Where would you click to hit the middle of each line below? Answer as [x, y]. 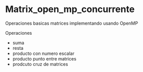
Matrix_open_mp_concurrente [70, 9]
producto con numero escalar [43, 53]
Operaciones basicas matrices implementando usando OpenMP [71, 23]
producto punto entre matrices [44, 58]
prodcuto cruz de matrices [40, 64]
